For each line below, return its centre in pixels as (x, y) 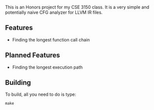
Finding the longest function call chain (51, 39)
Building (18, 83)
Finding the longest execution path (47, 67)
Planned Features (33, 55)
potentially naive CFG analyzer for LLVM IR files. (54, 12)
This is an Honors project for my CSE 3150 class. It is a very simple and (77, 7)
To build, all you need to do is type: (41, 94)
